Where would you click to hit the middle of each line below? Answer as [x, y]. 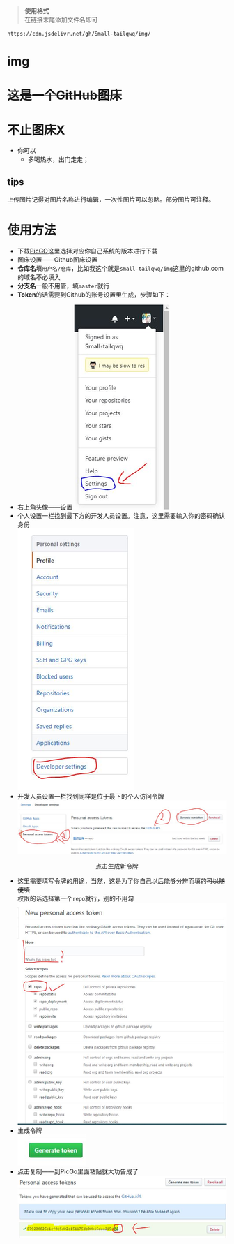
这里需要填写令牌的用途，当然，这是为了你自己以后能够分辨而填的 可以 [118, 881]
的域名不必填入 [39, 277]
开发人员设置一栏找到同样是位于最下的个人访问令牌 [91, 797]
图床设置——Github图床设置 [57, 260]
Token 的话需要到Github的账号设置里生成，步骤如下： [94, 295]
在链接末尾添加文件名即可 [61, 20]
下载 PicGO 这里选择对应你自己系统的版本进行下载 [87, 251]
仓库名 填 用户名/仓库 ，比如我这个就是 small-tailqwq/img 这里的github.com [120, 269]
